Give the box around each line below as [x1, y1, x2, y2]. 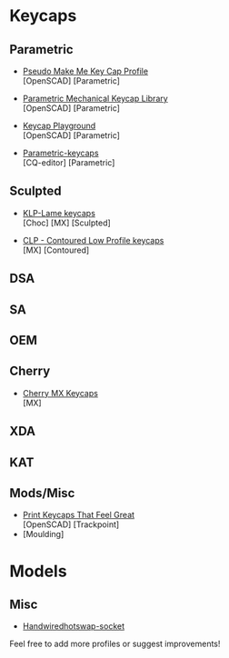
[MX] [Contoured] [22, 244, 90, 255]
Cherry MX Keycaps [22, 387, 98, 398]
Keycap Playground [22, 120, 96, 131]
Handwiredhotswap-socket [22, 621, 125, 632]
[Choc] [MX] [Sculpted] [22, 217, 111, 228]
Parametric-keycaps [22, 147, 99, 158]
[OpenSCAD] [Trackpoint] [22, 519, 120, 530]
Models [9, 561, 67, 582]
